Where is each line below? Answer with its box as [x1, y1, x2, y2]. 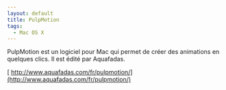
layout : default [7, 10, 53, 17]
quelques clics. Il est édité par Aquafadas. [7, 55, 125, 63]
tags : [7, 22, 23, 29]
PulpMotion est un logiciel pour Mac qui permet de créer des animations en [7, 48, 220, 56]
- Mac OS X [13, 29, 45, 36]
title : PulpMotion [7, 16, 60, 23]
